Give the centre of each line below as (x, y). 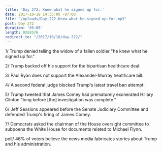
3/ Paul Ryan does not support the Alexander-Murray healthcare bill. (74, 75)
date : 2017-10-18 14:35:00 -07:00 (41, 14)
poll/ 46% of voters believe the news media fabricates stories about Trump (81, 139)
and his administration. (28, 144)
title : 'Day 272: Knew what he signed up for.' (55, 10)
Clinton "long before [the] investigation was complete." (61, 99)
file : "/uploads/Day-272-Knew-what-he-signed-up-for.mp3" (66, 19)
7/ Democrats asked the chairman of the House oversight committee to (77, 124)
